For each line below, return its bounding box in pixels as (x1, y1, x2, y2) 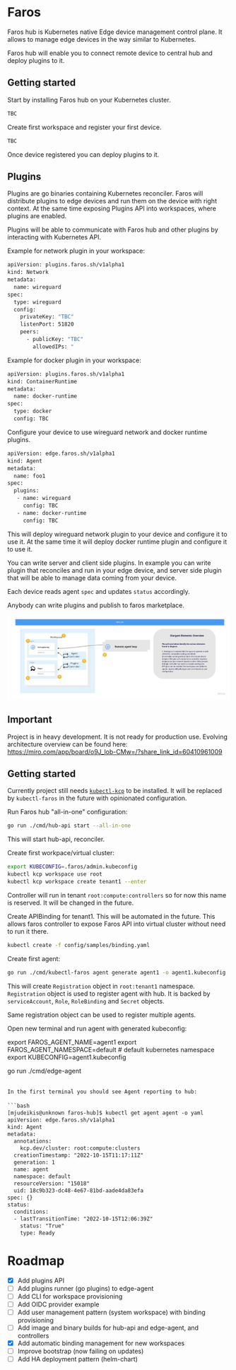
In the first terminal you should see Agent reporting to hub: (7, 1088, 198, 1095)
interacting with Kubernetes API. (7, 233, 102, 242)
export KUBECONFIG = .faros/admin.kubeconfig (7, 863, 138, 871)
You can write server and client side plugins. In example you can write (7, 559, 211, 567)
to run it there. (7, 927, 49, 936)
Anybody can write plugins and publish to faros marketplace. (7, 601, 185, 609)
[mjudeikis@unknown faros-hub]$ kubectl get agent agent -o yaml (7, 1109, 203, 1116)
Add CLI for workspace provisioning (17, 1292, 123, 1300)
